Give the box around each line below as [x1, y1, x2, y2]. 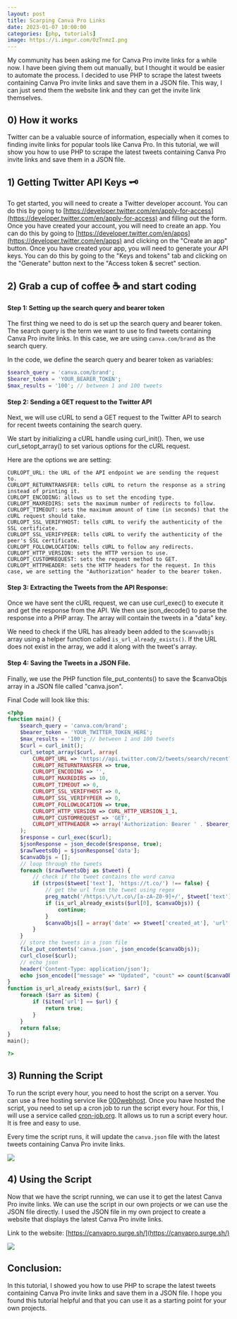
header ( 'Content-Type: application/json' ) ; [20, 965, 150, 972]
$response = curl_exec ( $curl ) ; [20, 834, 112, 841]
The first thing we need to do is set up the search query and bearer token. [7, 319, 222, 328]
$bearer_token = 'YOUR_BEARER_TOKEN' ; [7, 376, 121, 383]
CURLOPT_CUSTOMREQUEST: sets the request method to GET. [7, 556, 178, 563]
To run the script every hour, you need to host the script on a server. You [7, 1089, 219, 1097]
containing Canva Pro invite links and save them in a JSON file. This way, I [7, 78, 222, 87]
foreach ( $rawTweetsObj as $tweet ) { [20, 867, 131, 874]
